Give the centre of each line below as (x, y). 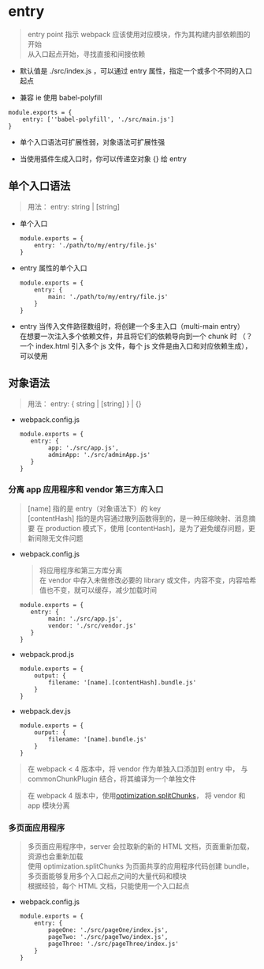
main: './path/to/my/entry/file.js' (108, 296)
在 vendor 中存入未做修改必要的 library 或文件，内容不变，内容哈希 (148, 580)
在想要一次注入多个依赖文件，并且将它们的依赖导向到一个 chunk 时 (128, 336)
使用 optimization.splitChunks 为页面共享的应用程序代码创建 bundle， (140, 866)
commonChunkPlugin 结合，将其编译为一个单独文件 (112, 779)
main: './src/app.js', (86, 619)
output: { (50, 675)
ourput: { (50, 732)
